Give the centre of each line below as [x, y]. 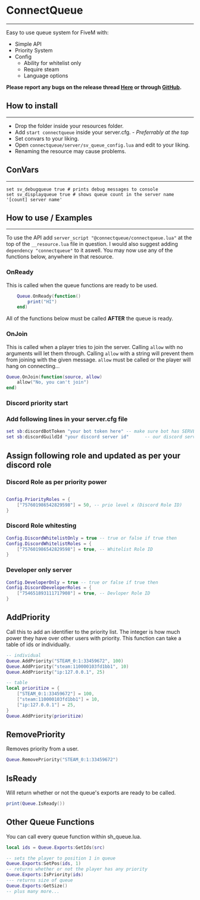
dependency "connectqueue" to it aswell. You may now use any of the [90, 250]
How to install [32, 106]
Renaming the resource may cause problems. [71, 151]
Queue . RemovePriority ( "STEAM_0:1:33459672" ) [62, 760]
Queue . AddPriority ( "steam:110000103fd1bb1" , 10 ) [68, 667]
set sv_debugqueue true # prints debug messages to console [82, 189]
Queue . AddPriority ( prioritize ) [45, 716]
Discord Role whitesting [41, 526]
